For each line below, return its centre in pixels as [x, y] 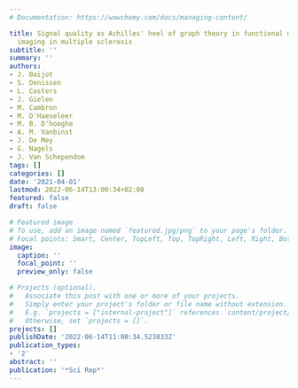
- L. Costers [33, 91]
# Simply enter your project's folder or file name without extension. [149, 304]
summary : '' [31, 58]
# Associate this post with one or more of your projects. [125, 296]
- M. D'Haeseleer [41, 116]
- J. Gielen [31, 99]
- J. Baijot [31, 75]
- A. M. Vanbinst [41, 132]
